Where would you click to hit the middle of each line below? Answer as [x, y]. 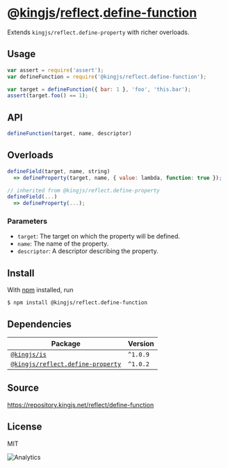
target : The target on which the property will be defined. [99, 236]
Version [141, 344]
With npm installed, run [40, 290]
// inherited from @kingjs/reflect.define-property [83, 190]
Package [66, 344]
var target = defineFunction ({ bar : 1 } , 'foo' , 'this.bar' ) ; [99, 89]
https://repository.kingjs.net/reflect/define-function [81, 405]
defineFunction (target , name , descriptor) [70, 134]
